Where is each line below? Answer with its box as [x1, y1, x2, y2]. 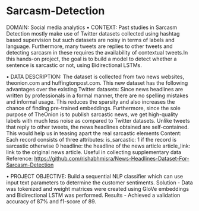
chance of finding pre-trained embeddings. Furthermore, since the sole [6, 104, 181, 111]
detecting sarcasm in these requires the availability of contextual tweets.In [6, 49, 188, 56]
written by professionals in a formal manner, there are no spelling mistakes [6, 92, 189, 99]
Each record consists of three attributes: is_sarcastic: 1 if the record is [6, 136, 177, 143]
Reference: [6, 155, 33, 162]
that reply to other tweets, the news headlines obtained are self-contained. [6, 123, 189, 130]
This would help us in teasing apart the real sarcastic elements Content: [6, 129, 182, 137]
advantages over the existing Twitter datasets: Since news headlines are [6, 85, 184, 92]
